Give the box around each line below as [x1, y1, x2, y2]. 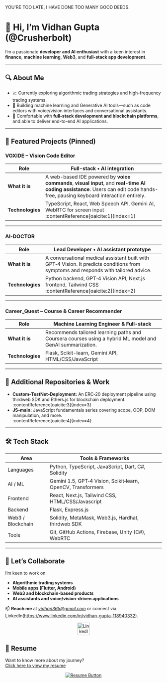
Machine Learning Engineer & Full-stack [53, 321, 152, 328]
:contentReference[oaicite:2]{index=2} [45, 287, 136, 294]
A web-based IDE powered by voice [45, 173, 131, 180]
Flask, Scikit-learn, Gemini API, [45, 349, 118, 356]
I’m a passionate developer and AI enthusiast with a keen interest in [5, 48, 146, 54]
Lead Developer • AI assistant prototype [54, 246, 151, 253]
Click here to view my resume [5, 663, 66, 669]
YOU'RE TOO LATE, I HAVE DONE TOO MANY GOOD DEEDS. [5, 4, 130, 10]
